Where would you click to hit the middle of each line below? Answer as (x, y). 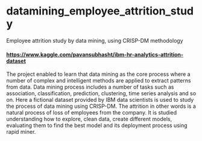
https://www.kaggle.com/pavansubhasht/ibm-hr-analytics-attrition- (95, 54)
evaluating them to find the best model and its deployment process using (97, 125)
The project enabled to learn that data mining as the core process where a (99, 74)
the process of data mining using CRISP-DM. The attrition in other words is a (101, 106)
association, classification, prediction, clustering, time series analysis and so (101, 93)
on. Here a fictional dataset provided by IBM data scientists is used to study (100, 100)
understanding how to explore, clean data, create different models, (89, 119)
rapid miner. (21, 132)
